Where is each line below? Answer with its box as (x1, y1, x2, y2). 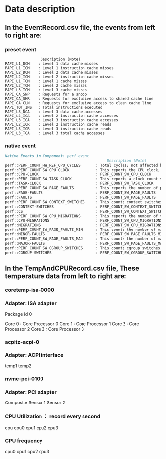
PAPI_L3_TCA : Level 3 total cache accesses (5, 130, 105, 136)
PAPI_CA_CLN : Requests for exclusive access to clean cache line (5, 100, 152, 105)
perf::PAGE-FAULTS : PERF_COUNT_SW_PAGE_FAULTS (5, 190, 156, 195)
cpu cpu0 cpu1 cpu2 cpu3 (5, 425, 58, 431)
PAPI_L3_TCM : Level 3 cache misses (5, 87, 87, 92)
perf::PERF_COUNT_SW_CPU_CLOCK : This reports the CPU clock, (5, 167, 161, 172)
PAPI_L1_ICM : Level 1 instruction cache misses (5, 65, 114, 70)
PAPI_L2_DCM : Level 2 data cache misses (5, 70, 98, 75)
